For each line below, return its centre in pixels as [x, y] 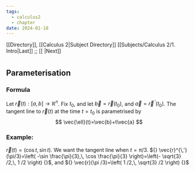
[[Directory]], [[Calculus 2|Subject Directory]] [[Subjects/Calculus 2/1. [91, 45]
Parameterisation [39, 73]
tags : [13, 11]
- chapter [23, 22]
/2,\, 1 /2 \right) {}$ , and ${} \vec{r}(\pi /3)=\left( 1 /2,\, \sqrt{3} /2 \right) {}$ [98, 163]
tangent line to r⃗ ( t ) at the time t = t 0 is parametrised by [74, 112]
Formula [18, 90]
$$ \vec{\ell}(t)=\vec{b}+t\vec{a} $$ [99, 122]
